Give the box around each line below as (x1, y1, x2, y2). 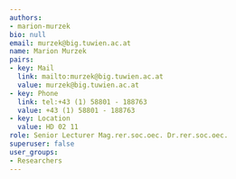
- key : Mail (9, 64, 54, 73)
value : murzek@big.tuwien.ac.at (17, 80, 140, 89)
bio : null (9, 30, 47, 39)
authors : (9, 13, 42, 23)
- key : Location (9, 114, 71, 123)
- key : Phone (9, 89, 59, 98)
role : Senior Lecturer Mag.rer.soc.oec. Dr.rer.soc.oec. (9, 131, 229, 140)
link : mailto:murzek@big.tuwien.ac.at (17, 72, 165, 81)
